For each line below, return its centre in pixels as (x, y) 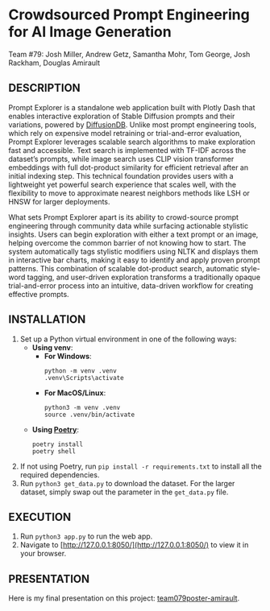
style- (250, 268)
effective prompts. (39, 294)
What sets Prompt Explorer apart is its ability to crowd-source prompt (124, 217)
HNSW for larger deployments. (59, 201)
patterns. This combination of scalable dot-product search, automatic (124, 268)
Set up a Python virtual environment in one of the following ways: (128, 339)
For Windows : (68, 356)
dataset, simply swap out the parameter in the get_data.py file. (124, 492)
